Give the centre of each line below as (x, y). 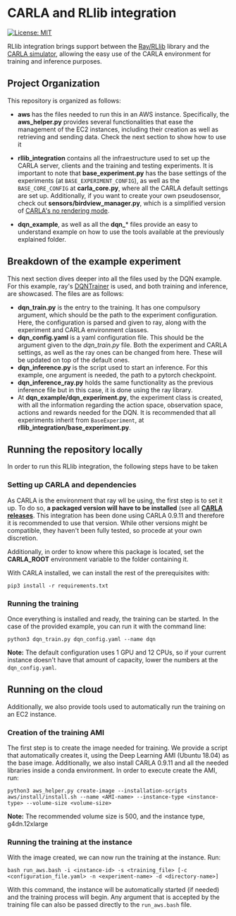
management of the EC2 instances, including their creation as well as (118, 129)
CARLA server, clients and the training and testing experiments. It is (115, 165)
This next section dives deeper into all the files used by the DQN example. (114, 278)
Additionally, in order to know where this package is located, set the (106, 551)
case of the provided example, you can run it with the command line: (107, 626)
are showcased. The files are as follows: (66, 293)
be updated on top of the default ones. (74, 360)
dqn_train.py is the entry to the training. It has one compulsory (109, 307)
